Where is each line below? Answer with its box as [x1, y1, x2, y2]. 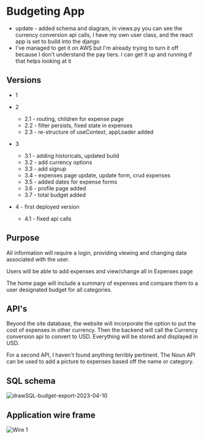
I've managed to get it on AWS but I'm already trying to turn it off [15, 44, 179, 52]
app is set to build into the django [15, 37, 100, 45]
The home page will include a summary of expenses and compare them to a [6, 279, 198, 287]
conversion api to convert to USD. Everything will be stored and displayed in [6, 333, 198, 340]
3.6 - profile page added [24, 184, 86, 192]
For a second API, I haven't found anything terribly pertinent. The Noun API [6, 351, 196, 359]
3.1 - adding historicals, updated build [24, 152, 119, 159]
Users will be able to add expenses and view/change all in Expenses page [6, 267, 193, 274]
